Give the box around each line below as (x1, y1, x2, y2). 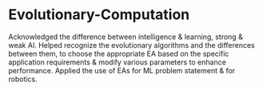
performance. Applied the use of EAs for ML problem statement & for (8, 65, 236, 75)
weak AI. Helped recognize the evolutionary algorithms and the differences (8, 40, 255, 49)
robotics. (8, 74, 38, 84)
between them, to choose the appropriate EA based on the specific (8, 49, 229, 58)
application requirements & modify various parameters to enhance (8, 57, 226, 67)
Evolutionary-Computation (8, 6, 190, 24)
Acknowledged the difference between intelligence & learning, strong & (8, 32, 244, 41)
